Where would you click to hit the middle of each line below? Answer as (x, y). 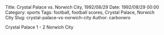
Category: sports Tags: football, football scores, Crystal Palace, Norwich (80, 12)
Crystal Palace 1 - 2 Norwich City (39, 27)
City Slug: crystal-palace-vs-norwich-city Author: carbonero (68, 17)
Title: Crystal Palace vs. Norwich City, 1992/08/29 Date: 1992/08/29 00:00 (82, 7)
